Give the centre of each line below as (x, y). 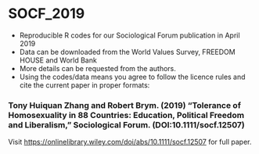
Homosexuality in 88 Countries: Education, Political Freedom (126, 115)
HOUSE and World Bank (58, 60)
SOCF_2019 (47, 14)
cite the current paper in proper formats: (85, 85)
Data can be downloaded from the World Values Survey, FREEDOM (128, 52)
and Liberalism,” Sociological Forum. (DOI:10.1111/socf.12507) (126, 124)
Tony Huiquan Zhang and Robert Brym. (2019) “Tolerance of (124, 105)
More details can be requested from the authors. (97, 68)
